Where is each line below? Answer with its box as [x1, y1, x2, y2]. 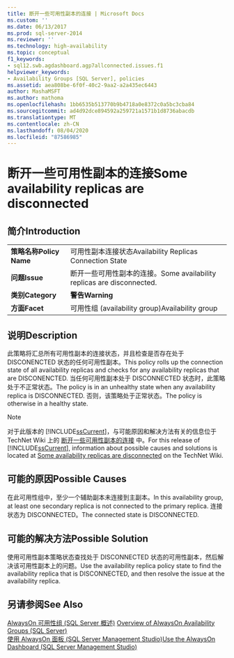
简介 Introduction [7, 225, 81, 237]
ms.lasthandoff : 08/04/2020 [7, 127, 89, 134]
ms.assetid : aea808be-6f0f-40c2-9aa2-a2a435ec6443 [7, 82, 157, 89]
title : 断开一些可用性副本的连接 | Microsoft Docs [7, 10, 145, 17]
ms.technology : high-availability [7, 43, 108, 50]
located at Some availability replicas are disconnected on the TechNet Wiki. [7, 451, 224, 460]
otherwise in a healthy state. [7, 399, 88, 408]
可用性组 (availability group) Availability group [70, 304, 218, 313]
